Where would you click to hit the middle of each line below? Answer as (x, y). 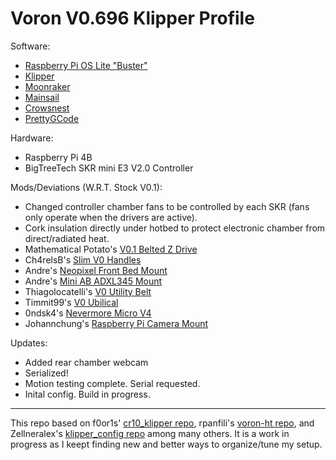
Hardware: (32, 138)
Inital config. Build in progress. (87, 394)
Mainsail (42, 97)
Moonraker (47, 86)
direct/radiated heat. (67, 238)
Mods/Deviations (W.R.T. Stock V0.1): (86, 187)
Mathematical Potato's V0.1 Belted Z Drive (111, 249)
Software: (30, 46)
